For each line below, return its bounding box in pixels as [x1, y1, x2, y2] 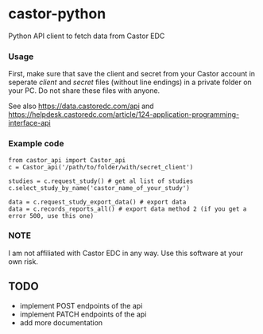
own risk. [8, 256, 38, 266]
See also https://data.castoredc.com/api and [8, 101, 154, 111]
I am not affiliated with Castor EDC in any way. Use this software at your [8, 248, 244, 258]
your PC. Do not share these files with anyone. [8, 86, 161, 95]
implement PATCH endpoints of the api [19, 309, 147, 319]
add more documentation [19, 317, 103, 327]
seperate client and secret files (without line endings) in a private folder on [8, 77, 252, 87]
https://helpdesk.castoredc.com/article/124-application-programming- [8, 110, 240, 119]
